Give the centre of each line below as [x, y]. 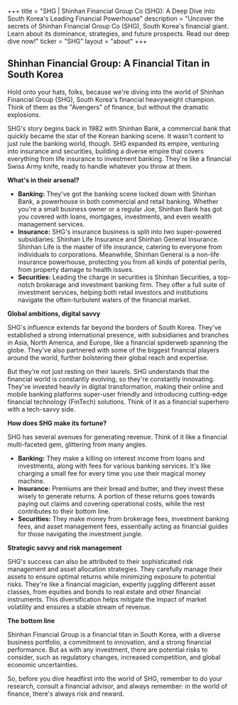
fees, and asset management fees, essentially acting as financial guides [123, 526]
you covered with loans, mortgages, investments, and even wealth [114, 216]
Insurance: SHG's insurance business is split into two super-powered [119, 231]
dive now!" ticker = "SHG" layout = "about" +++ [77, 41]
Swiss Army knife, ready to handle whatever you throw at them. [100, 166]
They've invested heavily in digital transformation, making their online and [115, 386]
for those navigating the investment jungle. [80, 533]
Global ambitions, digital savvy [54, 313]
